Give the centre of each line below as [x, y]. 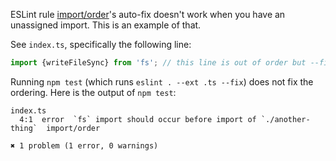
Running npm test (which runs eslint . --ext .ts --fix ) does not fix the [162, 81]
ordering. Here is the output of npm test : [93, 92]
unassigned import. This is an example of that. [106, 25]
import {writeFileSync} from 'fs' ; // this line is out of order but [158, 63]
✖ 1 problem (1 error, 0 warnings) [84, 145]
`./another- [285, 119]
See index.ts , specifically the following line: [101, 44]
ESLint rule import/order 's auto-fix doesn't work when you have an [148, 14]
